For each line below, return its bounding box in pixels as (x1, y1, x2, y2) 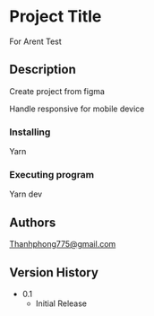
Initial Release (35, 298, 88, 309)
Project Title (9, 6, 102, 27)
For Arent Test (9, 36, 63, 47)
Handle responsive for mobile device (9, 103, 145, 114)
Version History (9, 265, 98, 280)
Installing (9, 126, 51, 138)
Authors (9, 215, 56, 230)
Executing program (9, 168, 95, 180)
